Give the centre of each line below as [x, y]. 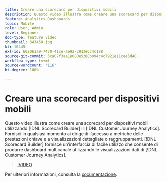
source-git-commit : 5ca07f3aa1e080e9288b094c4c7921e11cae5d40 [71, 56]
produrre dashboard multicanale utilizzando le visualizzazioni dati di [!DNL [81, 149]
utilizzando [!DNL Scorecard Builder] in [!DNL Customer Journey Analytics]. [83, 128]
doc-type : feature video [31, 38]
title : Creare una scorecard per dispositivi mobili [61, 10]
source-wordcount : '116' [31, 65]
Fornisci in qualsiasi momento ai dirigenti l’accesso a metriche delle [74, 134]
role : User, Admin [24, 28]
